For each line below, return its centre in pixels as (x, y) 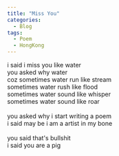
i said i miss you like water (44, 65)
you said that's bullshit (39, 138)
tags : (15, 33)
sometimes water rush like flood (53, 87)
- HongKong (29, 45)
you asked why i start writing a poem (60, 116)
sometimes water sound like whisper (59, 94)
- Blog (23, 26)
